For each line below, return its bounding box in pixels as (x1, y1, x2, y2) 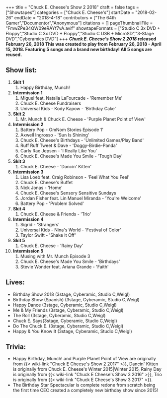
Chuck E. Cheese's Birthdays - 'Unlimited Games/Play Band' (20, 137, 144, 143)
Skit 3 (12, 158, 25, 164)
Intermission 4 (12, 216, 44, 222)
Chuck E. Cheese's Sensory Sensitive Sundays (20, 190, 116, 196)
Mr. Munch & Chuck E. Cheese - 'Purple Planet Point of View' (20, 116, 146, 122)
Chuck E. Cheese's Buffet (20, 179, 73, 185)
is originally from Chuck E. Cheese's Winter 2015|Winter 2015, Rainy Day (12, 366, 162, 372)
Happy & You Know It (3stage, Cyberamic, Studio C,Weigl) (12, 328, 132, 334)
